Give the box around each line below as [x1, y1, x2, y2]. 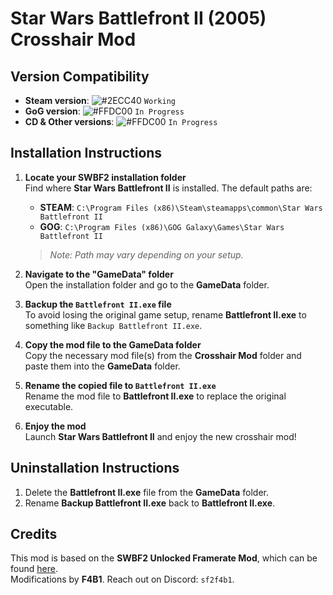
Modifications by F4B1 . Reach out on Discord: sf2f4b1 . [10, 573, 235, 586]
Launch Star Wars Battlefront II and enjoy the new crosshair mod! [24, 430, 297, 442]
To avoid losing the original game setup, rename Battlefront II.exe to [24, 308, 307, 321]
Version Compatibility [10, 68, 150, 85]
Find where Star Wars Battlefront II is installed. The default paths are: [24, 182, 313, 194]
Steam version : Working [24, 95, 176, 106]
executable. [24, 400, 74, 412]
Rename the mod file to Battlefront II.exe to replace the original [24, 390, 287, 402]
